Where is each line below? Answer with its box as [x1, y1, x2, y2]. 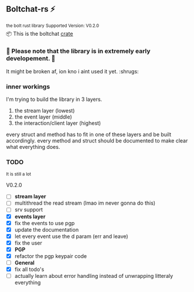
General [14, 259, 35, 266]
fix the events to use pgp [14, 219, 75, 226]
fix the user [14, 239, 42, 246]
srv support [14, 206, 43, 213]
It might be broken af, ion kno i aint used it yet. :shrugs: [6, 67, 139, 74]
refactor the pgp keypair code [14, 252, 87, 259]
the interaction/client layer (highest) [14, 120, 101, 127]
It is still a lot [6, 171, 31, 177]
